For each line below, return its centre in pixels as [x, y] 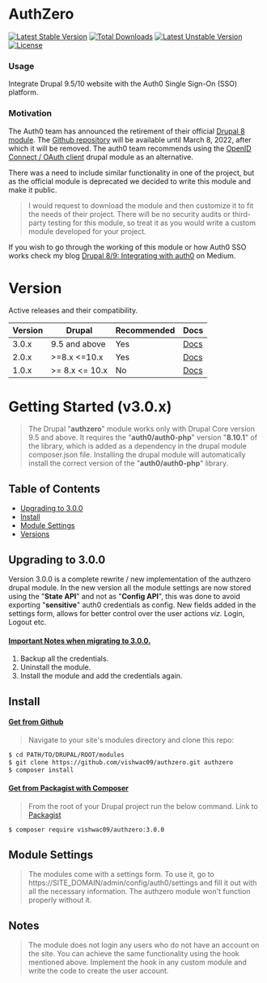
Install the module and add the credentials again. [101, 676]
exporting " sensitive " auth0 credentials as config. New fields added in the [132, 605]
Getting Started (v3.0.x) [90, 406]
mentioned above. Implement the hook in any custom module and [137, 962]
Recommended [145, 330]
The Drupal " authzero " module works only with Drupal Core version [141, 429]
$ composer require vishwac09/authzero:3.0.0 [86, 830]
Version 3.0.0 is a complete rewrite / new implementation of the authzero [129, 579]
